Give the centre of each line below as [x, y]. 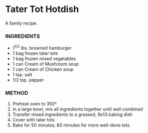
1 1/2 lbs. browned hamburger [42, 47]
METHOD [17, 93]
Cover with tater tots [34, 120]
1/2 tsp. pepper [28, 80]
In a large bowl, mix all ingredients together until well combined [78, 109]
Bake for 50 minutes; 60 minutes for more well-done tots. [72, 125]
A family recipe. [21, 23]
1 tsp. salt [22, 74]
